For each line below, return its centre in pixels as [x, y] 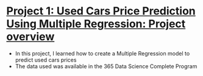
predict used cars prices [46, 60]
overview [30, 37]
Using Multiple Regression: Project [96, 24]
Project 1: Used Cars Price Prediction [101, 11]
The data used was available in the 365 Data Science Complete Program [106, 66]
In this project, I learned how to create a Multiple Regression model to [102, 53]
